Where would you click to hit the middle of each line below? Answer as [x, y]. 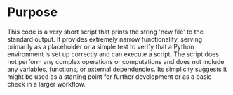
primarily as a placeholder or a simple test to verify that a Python [101, 46]
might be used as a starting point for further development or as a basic [109, 76]
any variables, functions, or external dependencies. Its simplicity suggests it [117, 69]
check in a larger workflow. [46, 84]
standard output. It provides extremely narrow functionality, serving [105, 39]
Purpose [33, 12]
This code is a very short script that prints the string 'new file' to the [105, 32]
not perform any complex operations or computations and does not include [116, 61]
